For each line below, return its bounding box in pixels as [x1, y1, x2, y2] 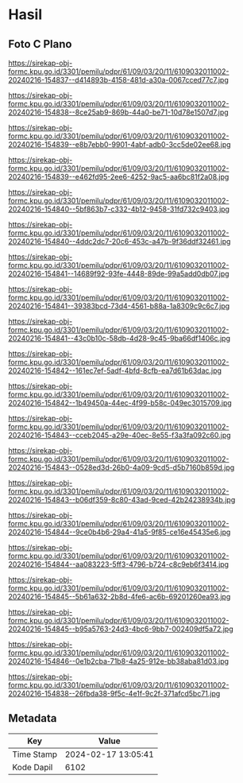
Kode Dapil [12, 762, 53, 773]
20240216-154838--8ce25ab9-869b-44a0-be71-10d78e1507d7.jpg [8, 107, 229, 117]
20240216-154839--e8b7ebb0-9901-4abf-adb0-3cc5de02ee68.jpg [8, 140, 232, 149]
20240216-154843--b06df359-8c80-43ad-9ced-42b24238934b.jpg [8, 495, 236, 504]
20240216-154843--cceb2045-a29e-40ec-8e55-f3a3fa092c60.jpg [8, 431, 232, 440]
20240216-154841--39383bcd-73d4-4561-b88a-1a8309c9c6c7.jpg [8, 301, 230, 311]
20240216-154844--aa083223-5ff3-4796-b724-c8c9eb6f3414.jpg [8, 560, 229, 569]
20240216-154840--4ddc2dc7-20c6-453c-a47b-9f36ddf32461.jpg [8, 237, 231, 246]
